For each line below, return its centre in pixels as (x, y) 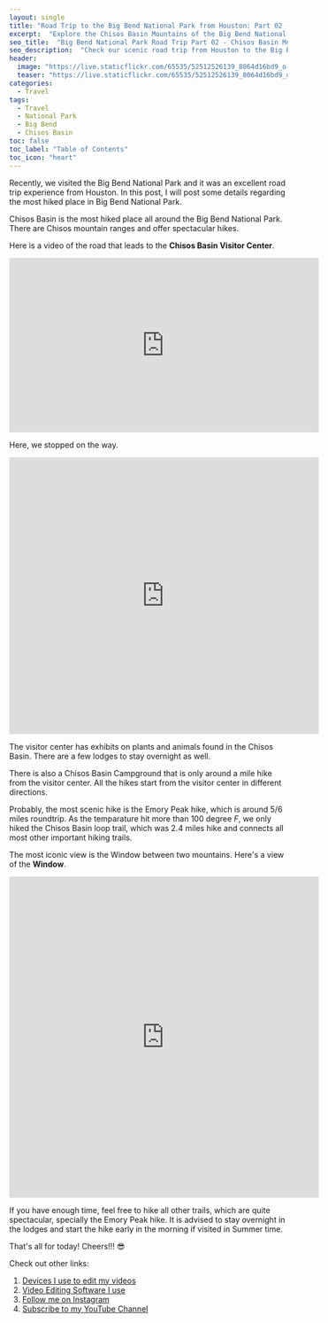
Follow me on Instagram (66, 1299)
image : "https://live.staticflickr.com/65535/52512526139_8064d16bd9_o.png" (162, 67)
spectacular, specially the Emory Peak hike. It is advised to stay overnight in (147, 1219)
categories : (31, 83)
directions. (29, 792)
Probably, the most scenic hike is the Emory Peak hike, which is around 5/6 (146, 809)
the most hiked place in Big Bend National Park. (96, 201)
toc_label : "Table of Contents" (69, 149)
